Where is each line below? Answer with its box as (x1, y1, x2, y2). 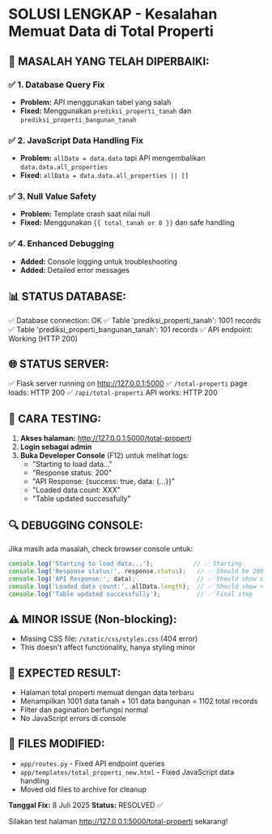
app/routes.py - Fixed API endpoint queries (19, 758, 165, 768)
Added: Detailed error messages (19, 265, 130, 274)
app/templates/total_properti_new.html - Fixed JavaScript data (19, 767, 235, 776)
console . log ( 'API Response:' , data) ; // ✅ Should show (8, 574, 257, 583)
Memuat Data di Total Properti (8, 22, 215, 41)
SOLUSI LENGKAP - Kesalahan (8, 5, 218, 24)
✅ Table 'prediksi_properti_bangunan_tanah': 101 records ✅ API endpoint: (8, 324, 253, 334)
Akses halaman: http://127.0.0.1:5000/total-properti (19, 434, 192, 443)
